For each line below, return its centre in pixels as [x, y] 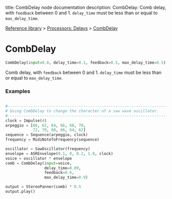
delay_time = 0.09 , [63, 168]
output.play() [20, 192]
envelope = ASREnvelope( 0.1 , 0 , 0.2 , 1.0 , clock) [59, 153]
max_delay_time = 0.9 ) [66, 177]
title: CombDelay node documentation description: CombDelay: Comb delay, [86, 7]
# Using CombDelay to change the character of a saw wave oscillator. [82, 111]
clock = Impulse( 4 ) [26, 121]
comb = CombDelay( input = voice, [39, 163]
